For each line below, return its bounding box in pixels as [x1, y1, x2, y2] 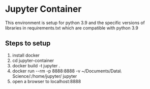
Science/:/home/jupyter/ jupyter [12, 73, 77, 79]
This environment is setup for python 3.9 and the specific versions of [5, 20, 145, 26]
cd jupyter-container [12, 58, 54, 63]
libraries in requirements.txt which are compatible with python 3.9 [5, 25, 139, 30]
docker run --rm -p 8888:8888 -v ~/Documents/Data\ [12, 68, 121, 74]
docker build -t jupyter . [12, 62, 60, 68]
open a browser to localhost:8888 [12, 78, 81, 84]
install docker [12, 52, 40, 58]
